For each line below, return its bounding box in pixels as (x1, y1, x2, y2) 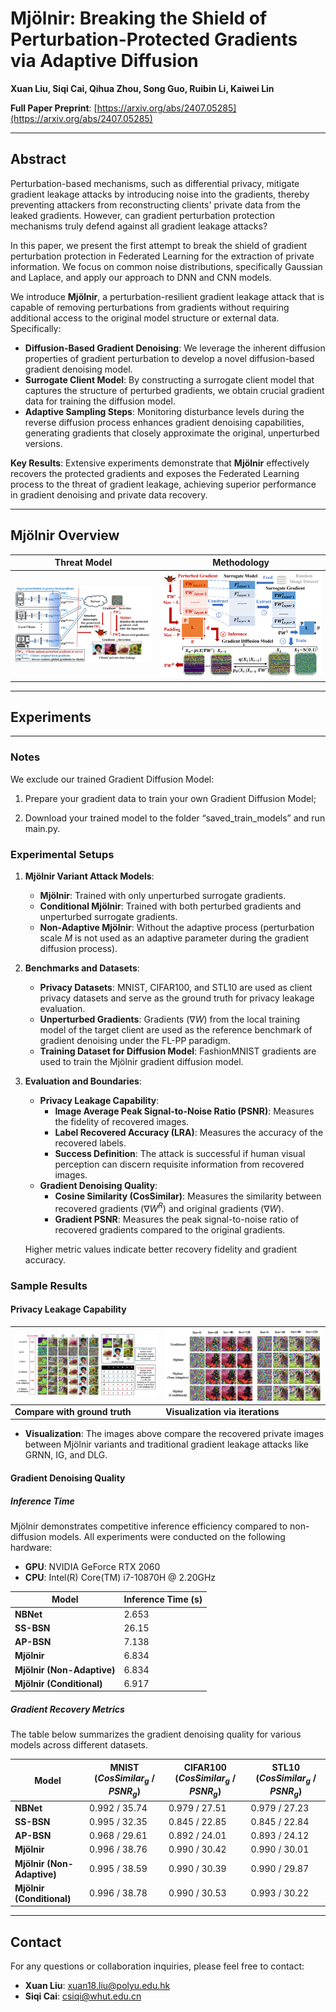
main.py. (24, 822, 61, 834)
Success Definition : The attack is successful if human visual (54, 1148, 306, 1159)
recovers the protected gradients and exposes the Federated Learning (10, 467, 300, 479)
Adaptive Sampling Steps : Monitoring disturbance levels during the (24, 405, 305, 417)
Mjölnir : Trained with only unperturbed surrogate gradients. (39, 890, 287, 901)
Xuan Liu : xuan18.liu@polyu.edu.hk (24, 1980, 171, 1992)
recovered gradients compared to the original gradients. (54, 1223, 286, 1236)
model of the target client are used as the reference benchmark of (39, 1024, 313, 1036)
